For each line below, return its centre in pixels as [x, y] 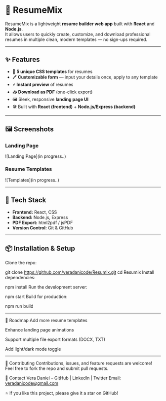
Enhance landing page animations [40, 330]
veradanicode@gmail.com [32, 383]
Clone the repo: [21, 263]
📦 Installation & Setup [40, 248]
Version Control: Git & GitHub [42, 228]
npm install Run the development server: [46, 287]
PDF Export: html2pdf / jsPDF [42, 222]
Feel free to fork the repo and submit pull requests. [57, 368]
